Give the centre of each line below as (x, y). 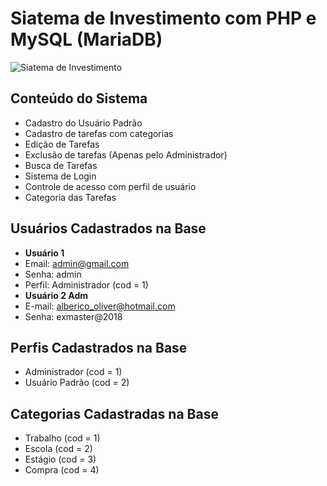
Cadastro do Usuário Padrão (83, 123)
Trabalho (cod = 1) (62, 438)
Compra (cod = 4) (62, 470)
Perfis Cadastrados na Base (99, 347)
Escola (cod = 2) (58, 449)
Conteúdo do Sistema (79, 98)
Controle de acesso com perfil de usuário (110, 186)
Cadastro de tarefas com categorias (99, 133)
